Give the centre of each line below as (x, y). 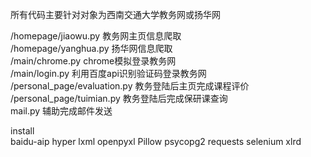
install (22, 131)
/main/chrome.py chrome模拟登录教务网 (93, 61)
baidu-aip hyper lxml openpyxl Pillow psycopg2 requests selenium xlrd (156, 141)
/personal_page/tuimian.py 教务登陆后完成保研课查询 (119, 98)
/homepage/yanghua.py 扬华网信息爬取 (91, 48)
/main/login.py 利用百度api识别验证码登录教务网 (108, 73)
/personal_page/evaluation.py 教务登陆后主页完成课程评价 (130, 86)
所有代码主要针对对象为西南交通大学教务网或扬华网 (115, 14)
